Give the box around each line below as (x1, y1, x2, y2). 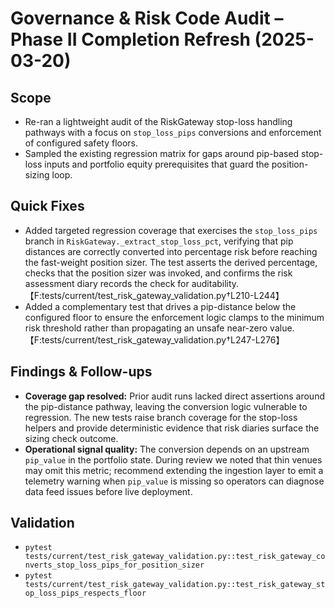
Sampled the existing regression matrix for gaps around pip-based (24, 148, 300, 159)
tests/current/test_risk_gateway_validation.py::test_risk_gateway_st (24, 580, 326, 590)
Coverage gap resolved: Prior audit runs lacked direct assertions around (24, 390, 325, 402)
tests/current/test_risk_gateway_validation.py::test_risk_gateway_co (24, 552, 326, 562)
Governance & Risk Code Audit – (10, 7, 284, 30)
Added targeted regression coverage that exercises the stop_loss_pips (24, 224, 318, 236)
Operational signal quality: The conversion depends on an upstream (24, 443, 310, 455)
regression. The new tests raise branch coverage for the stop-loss (24, 411, 298, 423)
